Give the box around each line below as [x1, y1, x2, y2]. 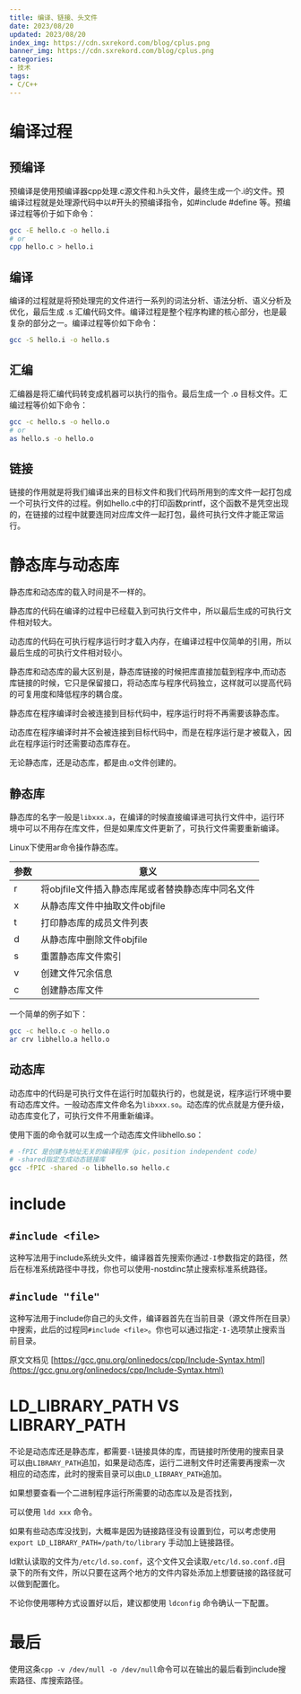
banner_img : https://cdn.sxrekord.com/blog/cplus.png [9, 47, 215, 56]
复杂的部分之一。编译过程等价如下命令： [9, 318, 159, 329]
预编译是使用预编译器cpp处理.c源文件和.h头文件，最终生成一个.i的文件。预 [9, 185, 285, 196]
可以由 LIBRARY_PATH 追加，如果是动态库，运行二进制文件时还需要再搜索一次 [9, 1457, 285, 1468]
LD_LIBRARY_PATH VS [9, 1396, 179, 1416]
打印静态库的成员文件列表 [40, 916, 150, 929]
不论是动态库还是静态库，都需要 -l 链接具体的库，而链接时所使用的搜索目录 [9, 1445, 285, 1456]
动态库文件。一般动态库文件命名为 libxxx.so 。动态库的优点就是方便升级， [16, 1098, 289, 1109]
